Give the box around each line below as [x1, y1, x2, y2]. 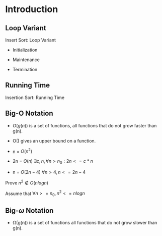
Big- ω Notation [5, 206, 54, 215]
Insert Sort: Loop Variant [5, 37, 56, 43]
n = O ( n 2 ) [12, 148, 33, 155]
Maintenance [12, 57, 40, 63]
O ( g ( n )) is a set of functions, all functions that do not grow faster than [12, 122, 157, 128]
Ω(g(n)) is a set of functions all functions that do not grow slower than [12, 220, 157, 225]
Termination [12, 67, 38, 72]
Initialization [12, 47, 38, 53]
